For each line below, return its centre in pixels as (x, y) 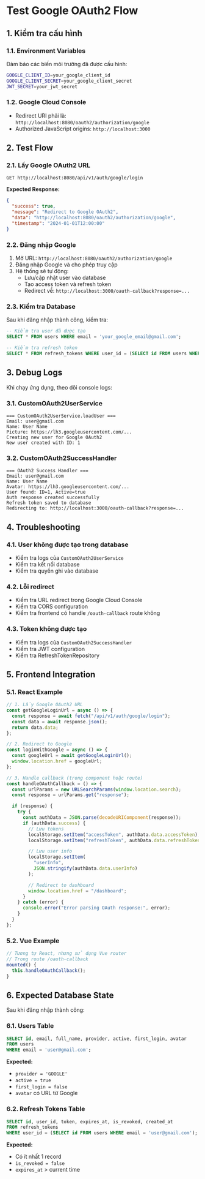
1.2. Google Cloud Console (46, 102)
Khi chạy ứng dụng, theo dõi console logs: (59, 387)
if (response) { (32, 806)
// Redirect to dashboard (61, 885)
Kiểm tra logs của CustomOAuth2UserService (69, 557)
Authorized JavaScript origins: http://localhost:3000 (83, 129)
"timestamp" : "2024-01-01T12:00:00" (58, 223)
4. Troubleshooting (43, 527)
